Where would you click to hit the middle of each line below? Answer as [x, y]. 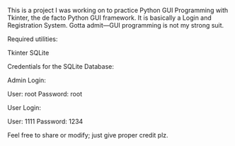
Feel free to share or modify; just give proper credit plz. [88, 135]
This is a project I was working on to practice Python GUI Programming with [118, 10]
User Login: [24, 108]
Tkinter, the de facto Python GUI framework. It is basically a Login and [110, 18]
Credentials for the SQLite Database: [61, 66]
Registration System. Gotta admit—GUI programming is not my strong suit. [116, 25]
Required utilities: [33, 39]
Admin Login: [27, 80]
